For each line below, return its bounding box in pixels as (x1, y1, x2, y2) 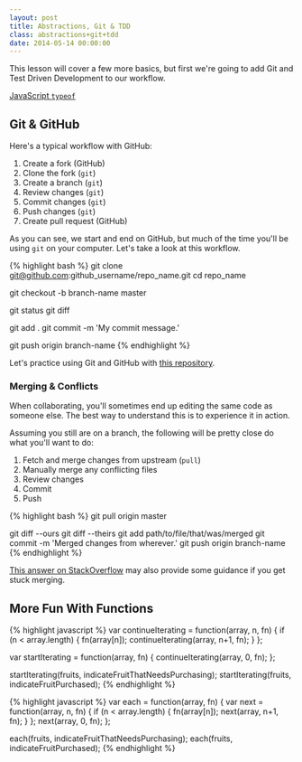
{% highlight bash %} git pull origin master (9, 511, 168, 522)
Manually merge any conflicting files (22, 465, 158, 475)
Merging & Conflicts (9, 380, 99, 392)
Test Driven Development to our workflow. (9, 73, 166, 84)
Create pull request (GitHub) (22, 216, 128, 227)
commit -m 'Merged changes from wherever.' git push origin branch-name (9, 538, 286, 549)
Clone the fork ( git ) (22, 168, 96, 179)
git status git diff (9, 305, 70, 316)
